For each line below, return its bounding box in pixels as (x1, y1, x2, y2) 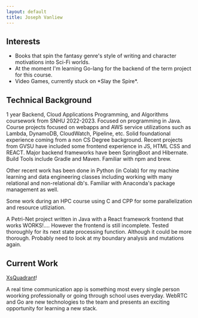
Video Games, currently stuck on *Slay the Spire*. (14, 78, 139, 85)
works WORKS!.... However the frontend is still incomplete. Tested (6, 222, 169, 229)
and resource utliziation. (6, 204, 66, 211)
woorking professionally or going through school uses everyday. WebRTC (6, 292, 188, 299)
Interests (6, 36, 41, 47)
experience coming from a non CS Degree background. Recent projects (6, 136, 183, 143)
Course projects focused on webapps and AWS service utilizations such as (6, 124, 191, 131)
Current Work (6, 258, 59, 268)
